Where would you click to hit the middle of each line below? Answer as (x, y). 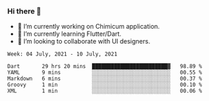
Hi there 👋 (25, 11)
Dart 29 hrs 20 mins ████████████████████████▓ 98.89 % (104, 67)
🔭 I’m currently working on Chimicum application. (88, 27)
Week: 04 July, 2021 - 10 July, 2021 (62, 54)
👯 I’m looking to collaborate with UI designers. (84, 41)
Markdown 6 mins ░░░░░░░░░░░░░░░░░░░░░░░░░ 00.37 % (104, 79)
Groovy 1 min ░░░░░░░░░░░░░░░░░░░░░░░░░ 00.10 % (104, 85)
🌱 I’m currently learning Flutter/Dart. (69, 34)
